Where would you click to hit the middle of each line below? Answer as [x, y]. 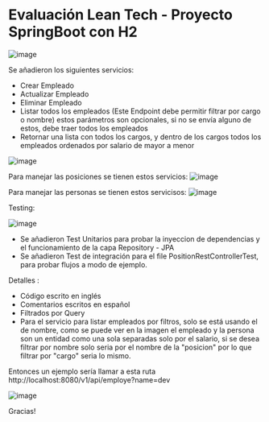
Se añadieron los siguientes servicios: [71, 69]
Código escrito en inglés [60, 296]
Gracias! [22, 411]
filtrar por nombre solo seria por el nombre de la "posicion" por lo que [136, 347]
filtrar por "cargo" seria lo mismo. [75, 355]
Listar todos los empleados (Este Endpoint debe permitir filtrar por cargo [140, 111]
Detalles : [24, 280]
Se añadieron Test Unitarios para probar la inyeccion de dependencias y [140, 238]
